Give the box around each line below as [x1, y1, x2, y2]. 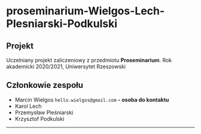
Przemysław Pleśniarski [14, 109, 74, 116]
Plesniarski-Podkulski [6, 17, 118, 31]
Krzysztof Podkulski [14, 115, 65, 122]
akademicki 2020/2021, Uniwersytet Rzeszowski [6, 63, 126, 70]
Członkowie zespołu [6, 80, 84, 90]
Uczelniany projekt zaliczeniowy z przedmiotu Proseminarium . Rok [6, 57, 172, 63]
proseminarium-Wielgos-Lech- [6, 4, 165, 18]
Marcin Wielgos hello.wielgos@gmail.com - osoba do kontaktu [14, 96, 169, 103]
